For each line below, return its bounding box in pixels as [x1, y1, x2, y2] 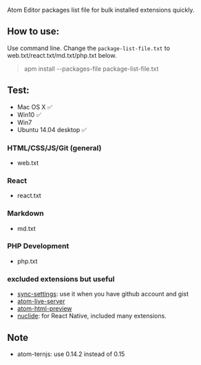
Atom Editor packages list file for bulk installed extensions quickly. [7, 6, 195, 14]
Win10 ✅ [17, 110, 42, 119]
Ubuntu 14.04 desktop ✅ [17, 125, 87, 133]
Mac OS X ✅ [17, 102, 53, 111]
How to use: [7, 25, 60, 37]
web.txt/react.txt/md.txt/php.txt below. [7, 51, 117, 59]
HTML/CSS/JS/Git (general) [7, 143, 102, 153]
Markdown [7, 209, 44, 219]
